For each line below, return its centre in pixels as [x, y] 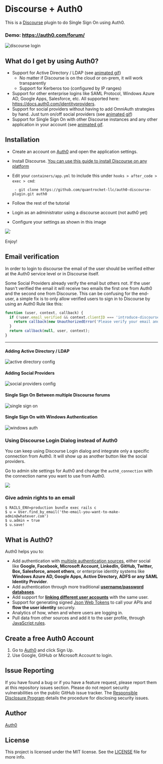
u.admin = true [25, 521]
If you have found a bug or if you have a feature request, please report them [81, 682]
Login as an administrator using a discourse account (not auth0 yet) [80, 212]
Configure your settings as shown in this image [59, 222]
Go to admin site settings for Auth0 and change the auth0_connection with [79, 471]
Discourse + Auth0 [44, 9]
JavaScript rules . [29, 623]
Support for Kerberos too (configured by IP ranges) [71, 88]
